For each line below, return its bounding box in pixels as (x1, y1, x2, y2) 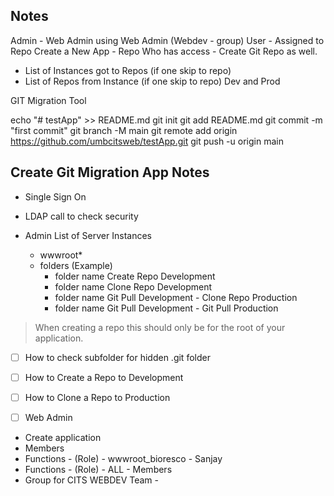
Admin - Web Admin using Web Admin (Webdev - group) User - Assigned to (10, 34, 325, 46)
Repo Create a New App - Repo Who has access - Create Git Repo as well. (10, 45, 318, 57)
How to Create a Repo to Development (24, 371, 184, 383)
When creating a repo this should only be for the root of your (34, 321, 286, 333)
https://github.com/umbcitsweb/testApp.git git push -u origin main (10, 135, 284, 147)
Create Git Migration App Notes (10, 164, 210, 181)
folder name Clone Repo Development (54, 280, 213, 293)
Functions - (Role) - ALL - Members (24, 463, 173, 475)
